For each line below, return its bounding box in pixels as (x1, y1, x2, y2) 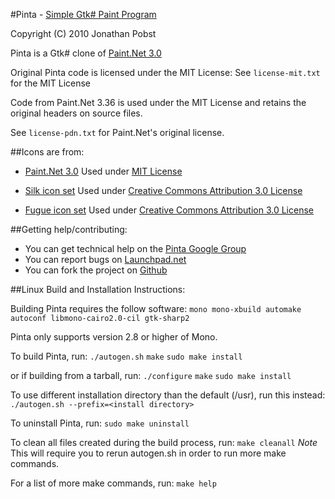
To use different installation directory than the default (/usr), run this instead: (10, 389, 326, 401)
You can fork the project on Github (24, 264, 168, 276)
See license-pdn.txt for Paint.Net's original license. (10, 127, 225, 138)
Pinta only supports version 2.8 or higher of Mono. (10, 331, 218, 343)
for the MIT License (10, 77, 92, 89)
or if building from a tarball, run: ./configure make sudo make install (10, 370, 292, 381)
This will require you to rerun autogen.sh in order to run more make (10, 447, 287, 459)
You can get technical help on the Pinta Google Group (24, 243, 247, 254)
